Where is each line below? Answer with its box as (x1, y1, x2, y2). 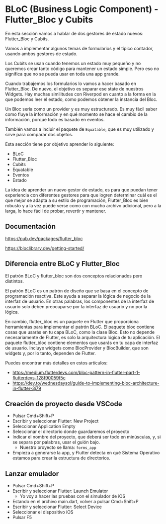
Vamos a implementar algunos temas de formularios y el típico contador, (5, 45, 154, 51)
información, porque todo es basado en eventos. (5, 116, 105, 122)
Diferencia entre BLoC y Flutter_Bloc (5, 260, 120, 268)
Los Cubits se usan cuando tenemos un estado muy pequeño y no (5, 60, 141, 66)
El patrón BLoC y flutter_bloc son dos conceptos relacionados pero (5, 272, 143, 279)
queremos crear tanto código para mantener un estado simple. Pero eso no (5, 66, 160, 72)
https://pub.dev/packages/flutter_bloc (5, 235, 83, 242)
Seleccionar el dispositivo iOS (12, 509, 74, 515)
